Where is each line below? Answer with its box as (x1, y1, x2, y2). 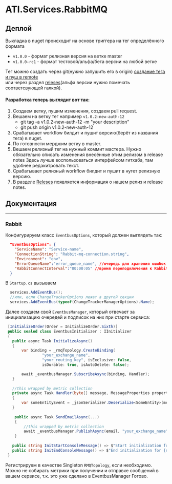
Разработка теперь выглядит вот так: (5, 96, 90, 103)
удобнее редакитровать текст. (12, 163, 80, 169)
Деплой (5, 24, 32, 33)
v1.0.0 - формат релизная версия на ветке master (12, 53, 122, 59)
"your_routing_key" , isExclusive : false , (41, 358, 132, 363)
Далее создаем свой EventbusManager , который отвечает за (5, 309, 135, 315)
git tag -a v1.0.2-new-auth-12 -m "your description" (20, 119, 130, 125)
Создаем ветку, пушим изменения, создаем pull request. (12, 108, 137, 114)
